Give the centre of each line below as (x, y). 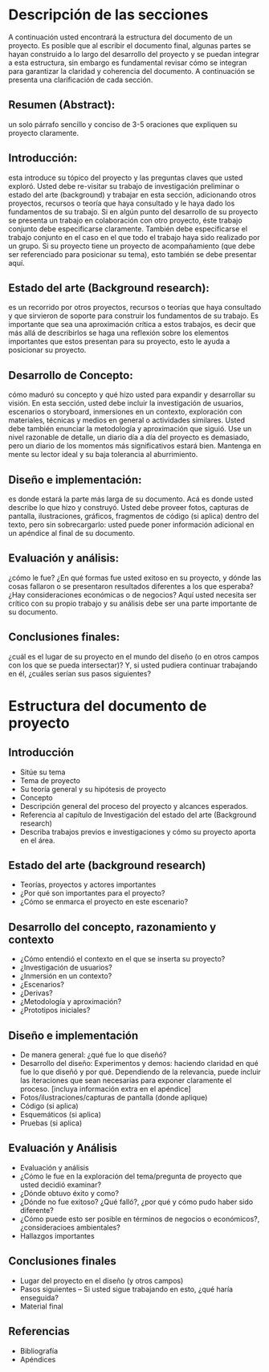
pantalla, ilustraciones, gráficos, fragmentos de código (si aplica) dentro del (134, 516)
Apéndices (38, 1359)
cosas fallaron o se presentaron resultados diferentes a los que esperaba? (131, 586)
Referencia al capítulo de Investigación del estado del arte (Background (138, 815)
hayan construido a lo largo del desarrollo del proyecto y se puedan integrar (134, 54)
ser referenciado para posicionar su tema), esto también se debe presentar (132, 254)
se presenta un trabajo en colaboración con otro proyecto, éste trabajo (125, 220)
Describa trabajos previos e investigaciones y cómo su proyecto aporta (138, 831)
